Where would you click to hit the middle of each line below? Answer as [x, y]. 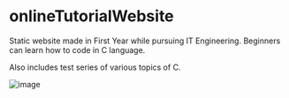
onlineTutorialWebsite [91, 16]
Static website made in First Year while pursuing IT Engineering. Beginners [145, 41]
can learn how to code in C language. [77, 49]
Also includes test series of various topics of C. [95, 67]
